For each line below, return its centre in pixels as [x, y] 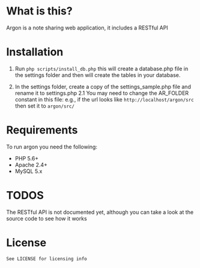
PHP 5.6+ [27, 158]
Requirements [42, 130]
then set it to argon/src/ [45, 106]
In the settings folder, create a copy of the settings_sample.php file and [103, 87]
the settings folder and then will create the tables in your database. [98, 75]
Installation [35, 52]
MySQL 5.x [29, 171]
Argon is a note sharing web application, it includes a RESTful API [87, 28]
